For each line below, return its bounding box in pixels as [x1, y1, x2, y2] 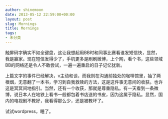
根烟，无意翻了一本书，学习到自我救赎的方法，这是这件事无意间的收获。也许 [5, 78, 163, 85]
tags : [5, 30, 16, 35]
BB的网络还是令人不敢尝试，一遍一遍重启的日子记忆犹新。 [5, 62, 125, 68]
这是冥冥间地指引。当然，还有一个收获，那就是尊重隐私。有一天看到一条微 [5, 85, 158, 91]
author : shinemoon [5, 7, 43, 12]
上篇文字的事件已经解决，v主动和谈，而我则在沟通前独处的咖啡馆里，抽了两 [5, 72, 161, 78]
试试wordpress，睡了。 [5, 108, 53, 114]
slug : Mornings [5, 21, 37, 26]
